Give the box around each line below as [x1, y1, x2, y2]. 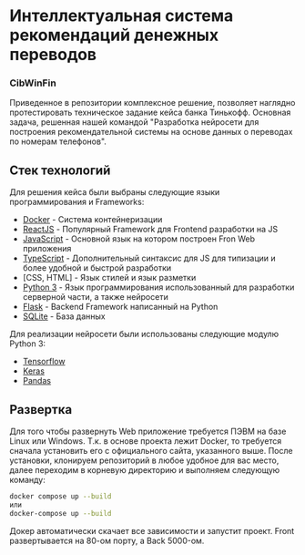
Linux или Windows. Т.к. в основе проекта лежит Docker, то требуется [9, 436, 282, 447]
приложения [22, 243, 72, 254]
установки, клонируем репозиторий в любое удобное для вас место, [9, 455, 280, 466]
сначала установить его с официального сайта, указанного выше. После [9, 446, 293, 457]
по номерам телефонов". [9, 136, 107, 147]
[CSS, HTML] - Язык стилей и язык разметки [22, 272, 197, 283]
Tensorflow [22, 356, 66, 367]
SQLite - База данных [22, 311, 107, 322]
